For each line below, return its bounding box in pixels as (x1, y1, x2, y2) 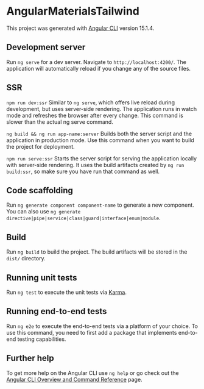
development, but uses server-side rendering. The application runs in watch (6, 105, 197, 112)
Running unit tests (6, 273, 77, 283)
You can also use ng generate (6, 208, 81, 215)
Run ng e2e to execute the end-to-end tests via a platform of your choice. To (6, 322, 199, 330)
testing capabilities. (17, 335, 66, 343)
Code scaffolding (6, 185, 73, 196)
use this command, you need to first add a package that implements (6, 329, 177, 336)
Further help (6, 353, 55, 363)
